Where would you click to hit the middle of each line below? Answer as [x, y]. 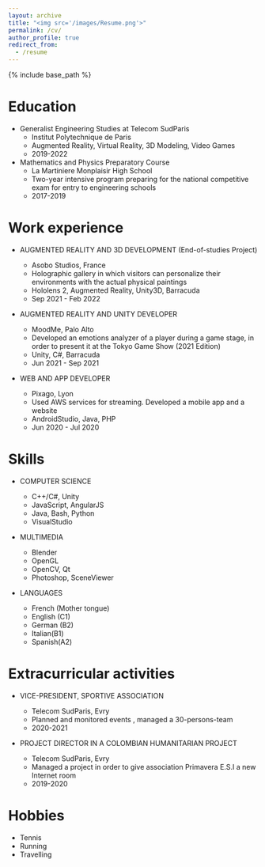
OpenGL [45, 560]
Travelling [36, 854]
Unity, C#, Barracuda [66, 354]
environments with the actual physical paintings [109, 282]
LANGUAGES [41, 593]
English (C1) [51, 616]
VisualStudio [52, 521]
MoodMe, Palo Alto [62, 329]
